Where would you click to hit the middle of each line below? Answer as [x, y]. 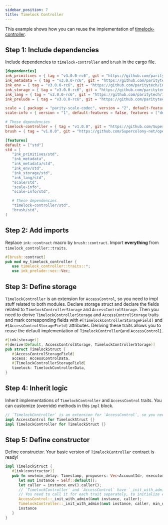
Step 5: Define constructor [47, 440]
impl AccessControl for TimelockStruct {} [50, 420]
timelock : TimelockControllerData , [49, 368]
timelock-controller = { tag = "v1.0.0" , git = [56, 127]
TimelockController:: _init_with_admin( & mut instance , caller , [84, 504]
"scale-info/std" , [31, 192]
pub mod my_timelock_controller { [41, 261]
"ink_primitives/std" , [35, 154]
